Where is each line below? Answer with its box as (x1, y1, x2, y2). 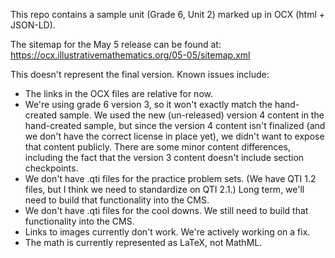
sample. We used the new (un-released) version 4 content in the (59, 109, 325, 121)
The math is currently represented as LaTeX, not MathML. (24, 237, 263, 248)
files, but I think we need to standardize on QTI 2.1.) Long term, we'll (24, 184, 305, 195)
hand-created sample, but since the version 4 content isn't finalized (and (24, 120, 326, 131)
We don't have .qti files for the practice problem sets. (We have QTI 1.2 (24, 173, 317, 184)
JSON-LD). (10, 19, 56, 31)
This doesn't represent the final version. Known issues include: (10, 69, 270, 80)
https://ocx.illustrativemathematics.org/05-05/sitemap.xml (10, 49, 251, 61)
